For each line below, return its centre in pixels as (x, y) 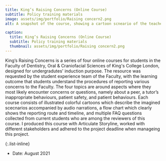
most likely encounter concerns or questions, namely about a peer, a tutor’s (82, 92)
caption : (14, 33)
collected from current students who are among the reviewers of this (75, 118)
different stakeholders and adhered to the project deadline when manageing (83, 129)
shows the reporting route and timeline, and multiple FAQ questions (74, 113)
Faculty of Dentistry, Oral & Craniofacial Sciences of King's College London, (82, 65)
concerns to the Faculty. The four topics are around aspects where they (78, 87)
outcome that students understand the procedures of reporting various (77, 81)
